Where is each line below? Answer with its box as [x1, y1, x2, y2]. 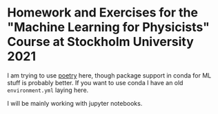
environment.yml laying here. [7, 86, 89, 94]
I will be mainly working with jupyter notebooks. [7, 99, 143, 107]
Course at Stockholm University [7, 34, 195, 49]
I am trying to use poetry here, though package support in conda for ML [7, 71, 212, 80]
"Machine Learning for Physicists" [7, 19, 210, 35]
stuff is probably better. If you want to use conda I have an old [7, 78, 184, 87]
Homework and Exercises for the [7, 5, 199, 21]
